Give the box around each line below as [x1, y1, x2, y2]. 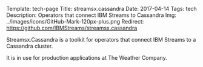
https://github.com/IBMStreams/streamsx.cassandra [6, 24, 138, 31]
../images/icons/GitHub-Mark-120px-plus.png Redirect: [6, 18, 144, 25]
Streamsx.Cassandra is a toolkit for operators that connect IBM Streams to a [6, 36, 196, 43]
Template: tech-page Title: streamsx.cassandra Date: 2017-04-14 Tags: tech [6, 5, 197, 12]
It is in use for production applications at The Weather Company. [6, 54, 168, 61]
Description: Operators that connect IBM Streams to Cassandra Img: [6, 11, 177, 19]
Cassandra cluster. [6, 42, 53, 49]
